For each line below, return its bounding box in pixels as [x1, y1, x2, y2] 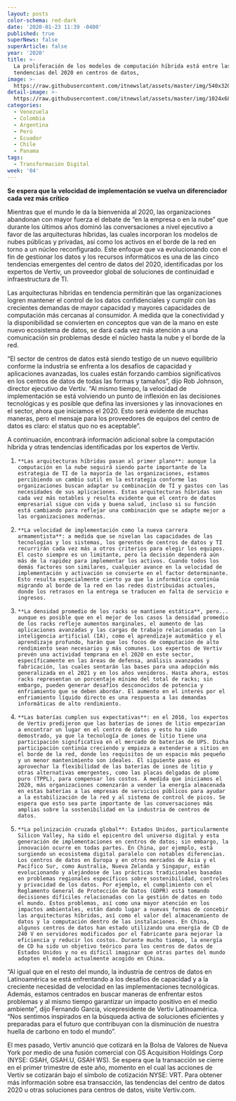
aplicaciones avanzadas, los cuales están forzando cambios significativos [7, 369, 221, 378]
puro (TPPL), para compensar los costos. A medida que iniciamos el [17, 775, 223, 783]
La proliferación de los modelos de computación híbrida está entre [13, 63, 218, 70]
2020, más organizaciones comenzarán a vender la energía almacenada [17, 781, 226, 788]
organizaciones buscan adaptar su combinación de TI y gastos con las [17, 482, 229, 489]
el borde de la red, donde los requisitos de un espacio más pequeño [17, 750, 226, 758]
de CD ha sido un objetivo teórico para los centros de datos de [17, 943, 213, 950]
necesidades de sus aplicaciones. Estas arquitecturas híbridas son [17, 488, 223, 496]
